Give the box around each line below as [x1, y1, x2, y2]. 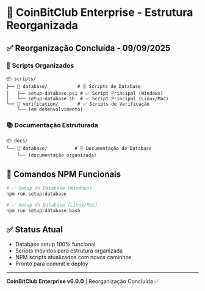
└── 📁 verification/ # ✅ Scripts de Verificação [6, 101, 150, 107]
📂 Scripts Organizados [6, 61, 74, 70]
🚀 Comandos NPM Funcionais [6, 169, 121, 179]
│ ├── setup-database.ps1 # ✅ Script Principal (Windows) [6, 90, 164, 97]
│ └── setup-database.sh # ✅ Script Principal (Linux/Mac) [6, 95, 169, 101]
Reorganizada [6, 18, 78, 32]
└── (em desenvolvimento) [17, 106, 84, 112]
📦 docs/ [6, 138, 29, 144]
